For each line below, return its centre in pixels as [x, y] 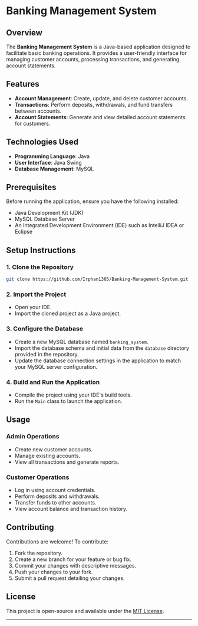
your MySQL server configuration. [56, 366]
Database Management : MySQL [54, 169]
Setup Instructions [41, 250]
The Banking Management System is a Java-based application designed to [98, 47]
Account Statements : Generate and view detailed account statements [100, 117]
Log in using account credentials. [55, 490]
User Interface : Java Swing [48, 162]
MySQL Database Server [45, 219]
